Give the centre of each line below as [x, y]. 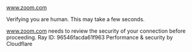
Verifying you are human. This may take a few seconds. [76, 19]
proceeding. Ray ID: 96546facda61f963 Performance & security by [90, 37]
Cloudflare [19, 44]
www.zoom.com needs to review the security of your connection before [96, 31]
